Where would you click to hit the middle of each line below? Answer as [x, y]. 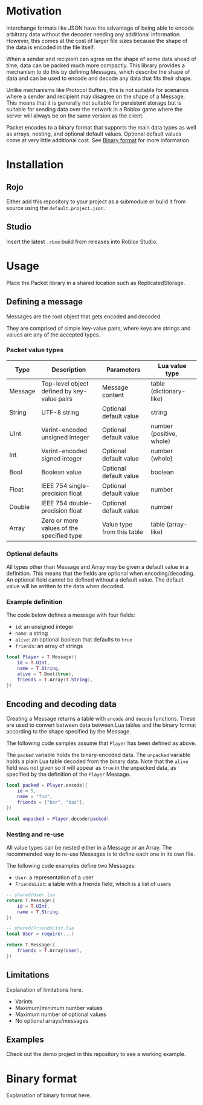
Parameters [124, 369]
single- [79, 485]
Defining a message [45, 302]
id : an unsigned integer [44, 627]
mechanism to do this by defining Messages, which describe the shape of [98, 71]
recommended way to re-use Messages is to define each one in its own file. [101, 854]
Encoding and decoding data [61, 704]
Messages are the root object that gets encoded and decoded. [84, 316]
